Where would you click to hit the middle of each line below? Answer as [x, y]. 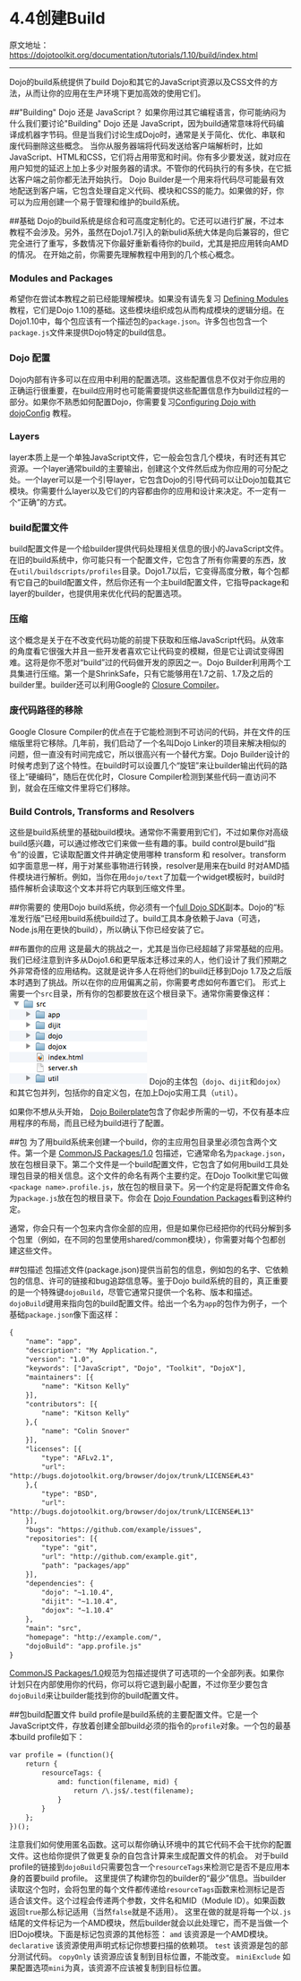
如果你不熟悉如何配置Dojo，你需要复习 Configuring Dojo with [145, 402]
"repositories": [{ [62, 1539]
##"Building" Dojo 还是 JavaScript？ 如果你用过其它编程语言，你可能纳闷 [144, 112]
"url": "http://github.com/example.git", [120, 1557]
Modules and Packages [61, 278]
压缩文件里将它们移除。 [91, 787]
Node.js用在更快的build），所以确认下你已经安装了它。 [109, 930]
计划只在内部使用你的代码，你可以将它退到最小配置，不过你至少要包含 [139, 1684]
